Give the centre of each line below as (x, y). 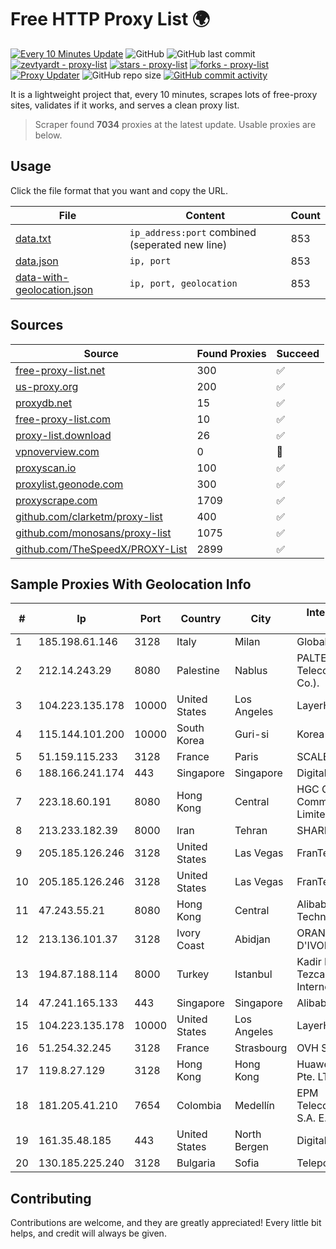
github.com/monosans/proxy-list (93, 533)
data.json (37, 261)
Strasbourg (261, 1048)
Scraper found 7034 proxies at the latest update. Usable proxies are (175, 124)
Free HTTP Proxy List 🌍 (110, 19)
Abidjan (252, 939)
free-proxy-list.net (60, 370)
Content (205, 215)
